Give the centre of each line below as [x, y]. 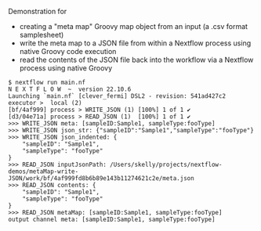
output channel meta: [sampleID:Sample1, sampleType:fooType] [112, 219]
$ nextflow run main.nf [47, 82]
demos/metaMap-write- [43, 171]
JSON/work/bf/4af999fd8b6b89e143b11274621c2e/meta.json [101, 179]
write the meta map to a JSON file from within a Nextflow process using [135, 43]
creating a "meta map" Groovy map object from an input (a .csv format [134, 26]
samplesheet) [42, 35]
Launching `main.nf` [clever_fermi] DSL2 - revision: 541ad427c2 [117, 96]
